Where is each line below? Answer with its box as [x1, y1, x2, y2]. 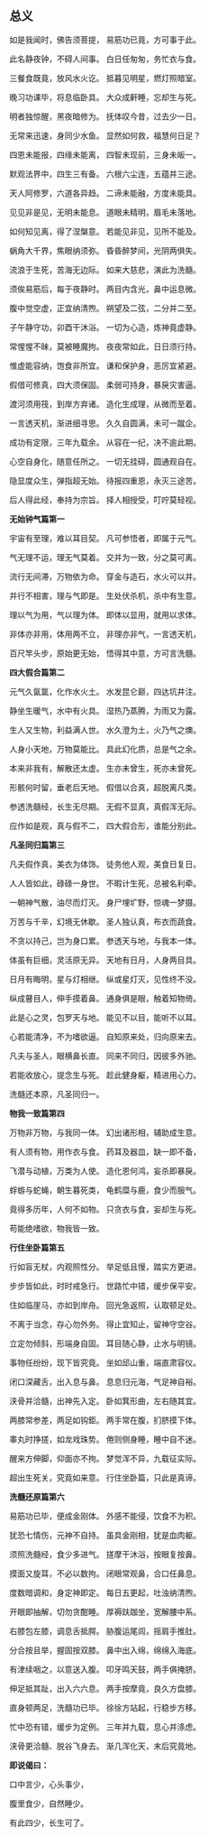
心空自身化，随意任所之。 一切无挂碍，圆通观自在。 [9, 456, 201, 466]
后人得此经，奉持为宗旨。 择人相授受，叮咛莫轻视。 [9, 494, 201, 505]
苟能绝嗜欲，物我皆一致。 [9, 1222, 104, 1233]
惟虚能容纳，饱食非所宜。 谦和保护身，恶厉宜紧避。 [9, 360, 201, 371]
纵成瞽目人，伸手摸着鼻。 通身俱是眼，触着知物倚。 [9, 992, 201, 1003]
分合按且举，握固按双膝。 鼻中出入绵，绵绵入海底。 [9, 1645, 201, 1656]
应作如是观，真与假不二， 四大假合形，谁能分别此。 [9, 820, 201, 831]
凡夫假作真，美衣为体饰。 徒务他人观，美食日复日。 [9, 858, 201, 869]
